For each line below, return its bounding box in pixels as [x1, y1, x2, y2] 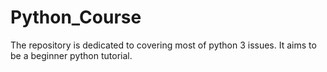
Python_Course [10, 6, 142, 29]
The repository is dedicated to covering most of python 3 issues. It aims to [10, 39, 317, 51]
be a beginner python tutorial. [10, 49, 133, 61]
